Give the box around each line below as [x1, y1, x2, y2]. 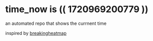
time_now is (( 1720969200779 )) [5, 4, 148, 15]
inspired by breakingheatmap [5, 30, 67, 36]
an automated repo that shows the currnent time [5, 20, 107, 26]
